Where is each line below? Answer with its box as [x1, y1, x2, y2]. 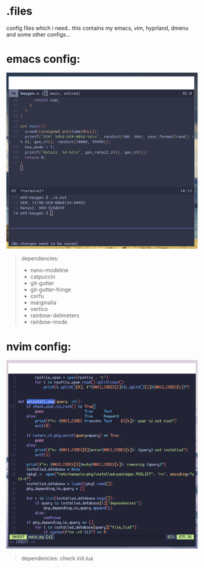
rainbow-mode [30, 318, 68, 326]
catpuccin [30, 273, 56, 280]
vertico [30, 305, 49, 313]
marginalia [30, 299, 56, 307]
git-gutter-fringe [30, 286, 72, 293]
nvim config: [6, 339, 72, 353]
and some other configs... [6, 30, 71, 38]
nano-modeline [30, 266, 69, 274]
